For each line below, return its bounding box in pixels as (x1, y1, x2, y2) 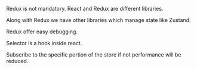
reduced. (6, 58, 29, 64)
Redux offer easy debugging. (6, 28, 78, 35)
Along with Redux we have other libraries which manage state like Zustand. (6, 17, 191, 23)
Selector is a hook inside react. (6, 40, 82, 46)
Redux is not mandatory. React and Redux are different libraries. (6, 5, 164, 12)
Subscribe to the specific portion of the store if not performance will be (6, 51, 181, 58)
